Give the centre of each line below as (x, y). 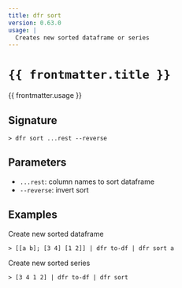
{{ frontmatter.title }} (89, 75)
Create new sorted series (49, 263)
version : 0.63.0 (35, 23)
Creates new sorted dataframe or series (82, 37)
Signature (33, 120)
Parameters (37, 163)
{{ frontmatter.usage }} (45, 95)
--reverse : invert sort (54, 189)
